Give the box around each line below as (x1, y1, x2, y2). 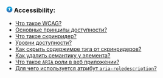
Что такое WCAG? (15, 20, 62, 27)
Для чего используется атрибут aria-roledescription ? (15, 65, 157, 72)
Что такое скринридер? (15, 33, 77, 40)
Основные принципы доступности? (15, 26, 108, 33)
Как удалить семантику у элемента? (15, 52, 111, 59)
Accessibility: (13, 6, 56, 15)
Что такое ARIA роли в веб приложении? (15, 58, 120, 66)
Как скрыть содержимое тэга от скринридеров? (15, 45, 142, 53)
